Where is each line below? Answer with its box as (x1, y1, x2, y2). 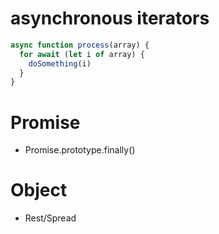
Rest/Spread (24, 212, 77, 224)
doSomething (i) (28, 58, 92, 69)
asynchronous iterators (10, 7, 210, 30)
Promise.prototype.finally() (24, 144, 136, 156)
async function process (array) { (10, 40, 150, 50)
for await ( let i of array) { (19, 49, 145, 59)
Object (10, 179, 68, 202)
